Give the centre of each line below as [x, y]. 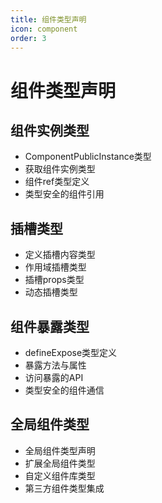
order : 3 [28, 38]
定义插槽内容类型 [60, 255]
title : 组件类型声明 [48, 19]
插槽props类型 [54, 280]
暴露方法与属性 [55, 365]
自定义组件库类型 [60, 475]
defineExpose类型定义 [71, 352]
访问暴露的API [54, 377]
